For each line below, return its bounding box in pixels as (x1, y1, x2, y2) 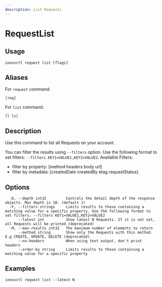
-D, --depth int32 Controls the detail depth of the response (9, 196, 155, 201)
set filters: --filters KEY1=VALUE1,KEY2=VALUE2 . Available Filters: (5, 154, 133, 161)
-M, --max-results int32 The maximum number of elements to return (9, 226, 153, 231)
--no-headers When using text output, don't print (17, 239, 142, 244)
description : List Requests (5, 7, 62, 12)
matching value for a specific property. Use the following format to (5, 209, 151, 214)
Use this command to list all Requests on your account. (5, 140, 115, 146)
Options (5, 183, 30, 191)
